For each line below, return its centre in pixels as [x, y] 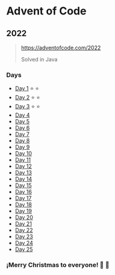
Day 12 [23, 166]
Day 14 [23, 179]
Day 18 [23, 205]
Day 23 [24, 236]
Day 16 [23, 192]
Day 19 [23, 211]
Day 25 [24, 249]
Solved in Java [39, 59]
